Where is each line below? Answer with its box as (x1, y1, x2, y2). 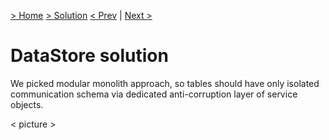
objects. (10, 98, 44, 110)
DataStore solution (10, 45, 169, 67)
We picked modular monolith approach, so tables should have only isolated (10, 77, 320, 89)
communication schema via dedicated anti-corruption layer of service (10, 88, 298, 100)
